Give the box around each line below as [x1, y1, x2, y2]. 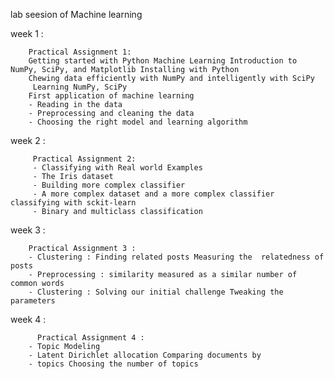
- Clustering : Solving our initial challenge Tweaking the [28, 287, 284, 297]
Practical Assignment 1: [28, 47, 132, 57]
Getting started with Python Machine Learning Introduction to [28, 56, 298, 66]
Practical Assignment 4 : [36, 333, 145, 343]
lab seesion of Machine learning [10, 9, 143, 20]
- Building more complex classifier [32, 180, 186, 190]
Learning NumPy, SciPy [32, 82, 128, 92]
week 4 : [10, 314, 47, 325]
